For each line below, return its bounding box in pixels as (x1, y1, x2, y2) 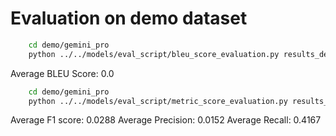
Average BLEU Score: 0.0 (10, 67, 115, 79)
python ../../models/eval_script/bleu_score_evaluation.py (28, 49, 280, 59)
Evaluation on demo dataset (10, 7, 248, 30)
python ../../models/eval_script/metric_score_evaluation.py (28, 96, 288, 106)
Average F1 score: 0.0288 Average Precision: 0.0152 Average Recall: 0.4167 (10, 114, 322, 126)
